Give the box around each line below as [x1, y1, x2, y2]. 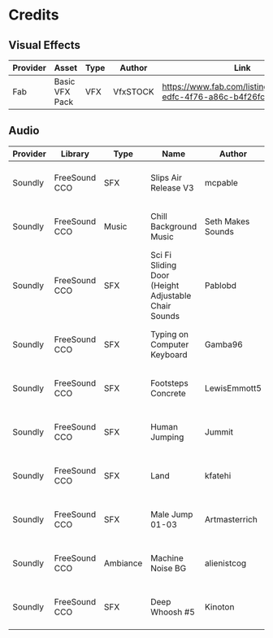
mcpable [204, 177, 238, 188]
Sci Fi [149, 249, 172, 260]
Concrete [149, 387, 187, 399]
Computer [149, 339, 189, 350]
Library [60, 148, 89, 159]
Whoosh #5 [149, 606, 195, 618]
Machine [149, 552, 184, 563]
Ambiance [104, 557, 143, 569]
